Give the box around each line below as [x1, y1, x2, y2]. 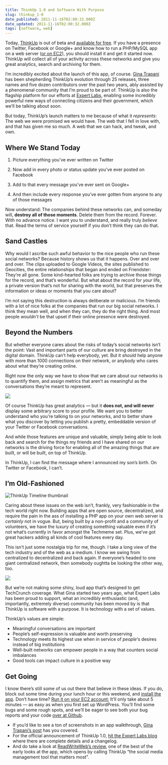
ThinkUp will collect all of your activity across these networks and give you [5, 56, 160, 62]
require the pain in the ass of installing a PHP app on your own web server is [5, 513, 163, 519]
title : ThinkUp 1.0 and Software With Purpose [5, 7, 104, 13]
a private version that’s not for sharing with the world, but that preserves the [5, 282, 162, 288]
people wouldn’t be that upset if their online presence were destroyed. [5, 313, 151, 319]
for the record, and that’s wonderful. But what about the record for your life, [5, 277, 161, 283]
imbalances [12, 652, 37, 658]
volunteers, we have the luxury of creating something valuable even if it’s [5, 524, 156, 530]
